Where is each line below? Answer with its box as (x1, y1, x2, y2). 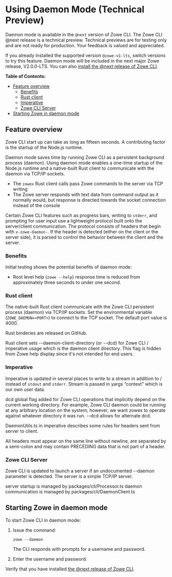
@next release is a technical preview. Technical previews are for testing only (5, 37, 167, 43)
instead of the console (12, 202, 61, 208)
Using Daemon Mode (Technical (5, 4, 145, 15)
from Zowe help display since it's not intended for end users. (5, 351, 134, 357)
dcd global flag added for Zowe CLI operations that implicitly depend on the (5, 396, 166, 402)
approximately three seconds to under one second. (12, 280, 122, 286)
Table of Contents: (5, 73, 46, 79)
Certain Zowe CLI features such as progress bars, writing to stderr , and (5, 212, 158, 218)
